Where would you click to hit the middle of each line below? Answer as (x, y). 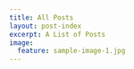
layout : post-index (46, 26)
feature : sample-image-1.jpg (71, 51)
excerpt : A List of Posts (57, 34)
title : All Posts (42, 17)
